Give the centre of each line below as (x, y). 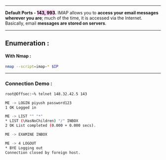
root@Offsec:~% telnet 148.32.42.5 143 (46, 94)
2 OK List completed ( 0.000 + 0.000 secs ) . (51, 126)
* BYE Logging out (24, 148)
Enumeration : (27, 43)
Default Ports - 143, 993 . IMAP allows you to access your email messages (82, 13)
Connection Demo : (29, 83)
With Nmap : (18, 56)
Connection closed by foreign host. (43, 153)
